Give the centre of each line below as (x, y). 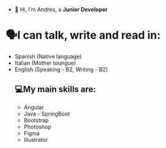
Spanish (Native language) (48, 56)
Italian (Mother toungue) (45, 63)
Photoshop (37, 127)
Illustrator (36, 139)
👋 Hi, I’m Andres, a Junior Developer (61, 9)
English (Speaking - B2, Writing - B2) (61, 69)
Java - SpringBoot (47, 114)
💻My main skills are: (55, 90)
